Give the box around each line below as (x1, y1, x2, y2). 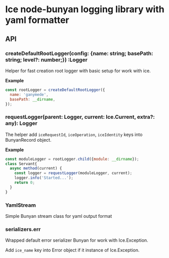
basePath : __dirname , (10, 96, 56, 102)
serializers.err (5, 225, 41, 233)
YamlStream (5, 202, 36, 209)
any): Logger (5, 120, 38, 127)
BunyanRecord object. (5, 137, 52, 143)
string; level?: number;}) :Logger (5, 56, 88, 63)
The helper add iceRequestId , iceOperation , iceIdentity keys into (5, 131, 143, 138)
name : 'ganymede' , (10, 92, 49, 97)
